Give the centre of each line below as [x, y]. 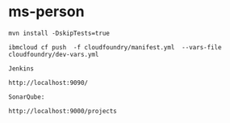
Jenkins [21, 68]
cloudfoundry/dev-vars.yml [54, 54]
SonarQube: [27, 97]
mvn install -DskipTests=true [59, 33]
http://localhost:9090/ [48, 83]
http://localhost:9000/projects [63, 111]
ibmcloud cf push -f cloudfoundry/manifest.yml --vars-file [115, 47]
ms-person [46, 12]
